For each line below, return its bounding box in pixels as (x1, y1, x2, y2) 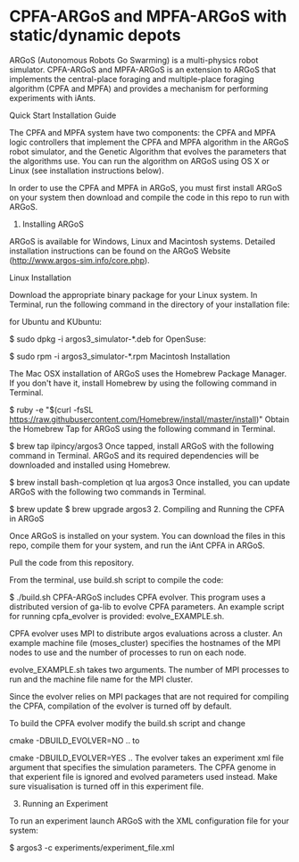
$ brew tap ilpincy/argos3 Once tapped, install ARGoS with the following (9, 440, 275, 452)
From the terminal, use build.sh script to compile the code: (9, 574, 224, 585)
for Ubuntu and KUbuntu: (9, 316, 103, 327)
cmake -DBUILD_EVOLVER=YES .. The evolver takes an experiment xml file (9, 752, 284, 763)
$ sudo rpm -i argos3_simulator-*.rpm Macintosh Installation (9, 351, 230, 361)
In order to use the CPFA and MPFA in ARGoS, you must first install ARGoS (9, 182, 283, 193)
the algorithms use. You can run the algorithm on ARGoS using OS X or (9, 155, 270, 166)
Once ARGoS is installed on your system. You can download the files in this (9, 530, 286, 541)
